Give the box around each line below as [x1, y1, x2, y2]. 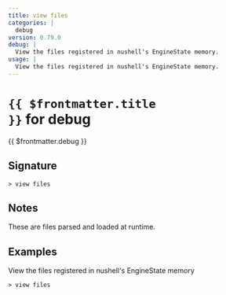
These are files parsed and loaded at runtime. [8, 222, 155, 232]
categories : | [8, 19, 55, 27]
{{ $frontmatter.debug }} [8, 136, 88, 146]
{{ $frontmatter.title [8, 96, 156, 111]
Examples [8, 245, 57, 258]
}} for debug [8, 110, 92, 128]
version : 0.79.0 [8, 33, 61, 42]
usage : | [8, 56, 37, 64]
